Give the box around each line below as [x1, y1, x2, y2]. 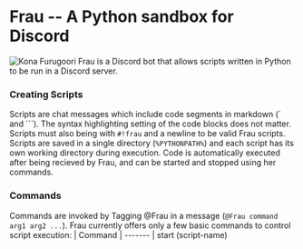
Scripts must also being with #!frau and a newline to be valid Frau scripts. [9, 128, 286, 139]
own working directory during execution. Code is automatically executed [9, 147, 281, 158]
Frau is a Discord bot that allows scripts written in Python [78, 55, 292, 66]
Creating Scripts [9, 88, 83, 101]
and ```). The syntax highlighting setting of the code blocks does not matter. [9, 118, 292, 129]
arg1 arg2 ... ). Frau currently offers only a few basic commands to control [9, 220, 291, 231]
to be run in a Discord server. [9, 65, 118, 76]
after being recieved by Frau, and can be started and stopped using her [9, 157, 277, 168]
